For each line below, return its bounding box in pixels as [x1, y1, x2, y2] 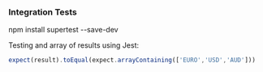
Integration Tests [8, 6, 77, 18]
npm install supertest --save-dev [8, 25, 119, 35]
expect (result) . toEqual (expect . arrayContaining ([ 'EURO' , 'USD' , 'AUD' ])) [8, 56, 256, 65]
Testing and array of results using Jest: [8, 40, 140, 50]
